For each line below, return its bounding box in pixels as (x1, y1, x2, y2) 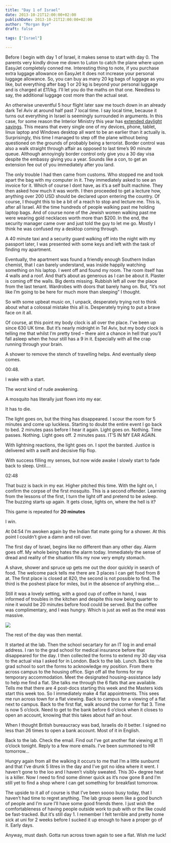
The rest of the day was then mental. (5, 632, 83, 638)
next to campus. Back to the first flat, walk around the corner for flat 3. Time (5, 701, 165, 707)
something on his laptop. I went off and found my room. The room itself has (5, 267, 164, 273)
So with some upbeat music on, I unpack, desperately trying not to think (5, 299, 157, 305)
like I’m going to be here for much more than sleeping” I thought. (5, 289, 141, 295)
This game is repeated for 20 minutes (5, 509, 85, 514)
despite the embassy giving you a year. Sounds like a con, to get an (5, 156, 148, 162)
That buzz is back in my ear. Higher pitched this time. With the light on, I (5, 483, 157, 488)
